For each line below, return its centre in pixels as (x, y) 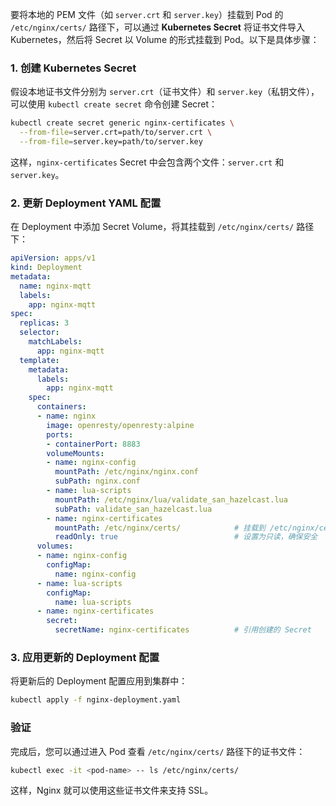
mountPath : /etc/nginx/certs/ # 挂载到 (160, 528)
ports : (60, 434)
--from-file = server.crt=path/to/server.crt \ (116, 133)
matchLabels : (55, 342)
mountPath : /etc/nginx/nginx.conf (126, 472)
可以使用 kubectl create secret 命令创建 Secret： (114, 104)
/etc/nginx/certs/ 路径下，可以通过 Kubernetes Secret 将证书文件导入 (157, 27)
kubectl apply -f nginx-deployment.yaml (96, 700)
